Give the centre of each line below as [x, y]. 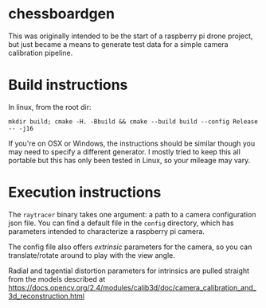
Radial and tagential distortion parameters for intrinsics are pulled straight [129, 271]
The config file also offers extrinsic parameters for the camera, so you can [130, 247]
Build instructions [68, 85]
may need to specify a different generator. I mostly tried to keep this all [124, 151]
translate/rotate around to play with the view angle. [92, 255]
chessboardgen [62, 14]
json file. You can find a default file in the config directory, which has [121, 223]
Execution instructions [85, 193]
